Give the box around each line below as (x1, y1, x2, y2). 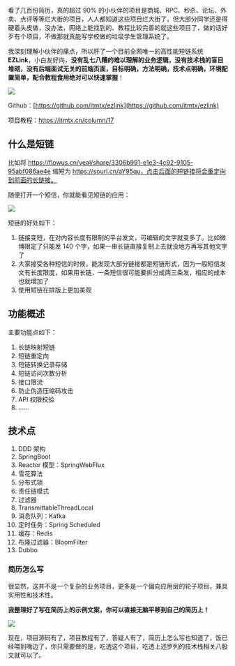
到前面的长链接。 (8, 175, 57, 184)
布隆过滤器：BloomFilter (17, 538, 88, 547)
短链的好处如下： (8, 219, 57, 227)
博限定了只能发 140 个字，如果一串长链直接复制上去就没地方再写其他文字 (17, 242, 228, 250)
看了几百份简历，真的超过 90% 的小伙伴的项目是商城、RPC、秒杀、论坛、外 (8, 6, 227, 14)
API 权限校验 (17, 395, 55, 404)
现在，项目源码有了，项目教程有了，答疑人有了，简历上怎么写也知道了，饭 (8, 633, 222, 642)
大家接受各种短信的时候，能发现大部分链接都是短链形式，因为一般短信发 (17, 259, 226, 267)
